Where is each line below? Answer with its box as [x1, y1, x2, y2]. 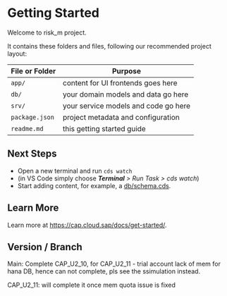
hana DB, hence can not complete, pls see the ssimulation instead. [7, 267, 201, 276]
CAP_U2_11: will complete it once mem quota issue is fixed [7, 280, 176, 290]
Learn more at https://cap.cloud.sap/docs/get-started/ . [7, 221, 167, 229]
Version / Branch [7, 241, 82, 253]
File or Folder [11, 66, 56, 75]
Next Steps [7, 148, 57, 160]
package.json [11, 113, 55, 121]
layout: [7, 49, 27, 58]
